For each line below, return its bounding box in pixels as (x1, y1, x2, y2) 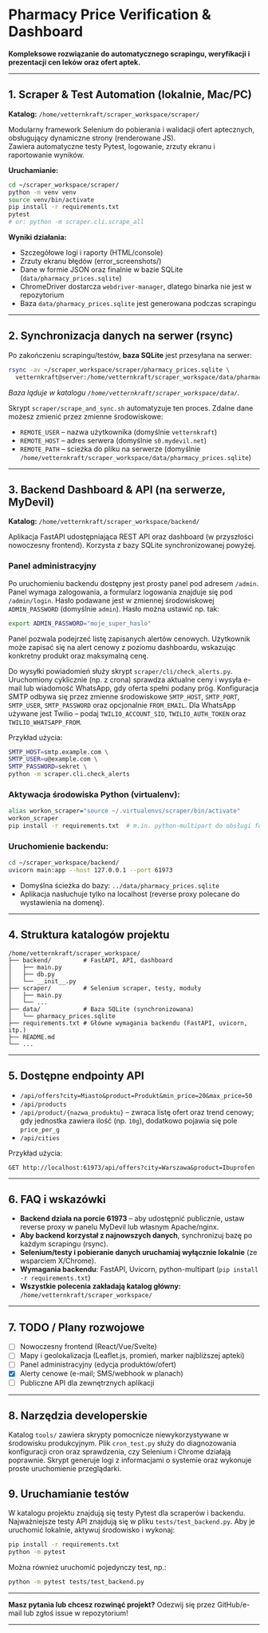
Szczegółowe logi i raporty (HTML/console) (19, 248, 164, 257)
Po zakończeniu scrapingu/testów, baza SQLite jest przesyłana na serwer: (8, 350, 253, 360)
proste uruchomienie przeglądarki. (8, 1464, 122, 1474)
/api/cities (19, 1134, 60, 1142)
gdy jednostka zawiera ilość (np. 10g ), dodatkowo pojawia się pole (19, 1116, 238, 1125)
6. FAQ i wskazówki (8, 1193, 106, 1206)
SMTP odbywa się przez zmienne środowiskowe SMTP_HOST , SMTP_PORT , (8, 691, 240, 701)
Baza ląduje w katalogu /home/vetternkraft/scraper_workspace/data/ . (8, 388, 240, 397)
